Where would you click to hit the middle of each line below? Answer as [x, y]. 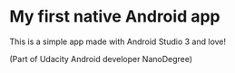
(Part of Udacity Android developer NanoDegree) [101, 59]
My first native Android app [115, 17]
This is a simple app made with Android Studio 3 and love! [118, 41]
